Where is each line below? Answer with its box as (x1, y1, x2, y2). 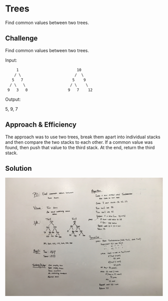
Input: (5, 57, 17, 63)
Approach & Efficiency (5, 121, 76, 129)
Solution (5, 164, 32, 173)
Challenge (5, 34, 38, 43)
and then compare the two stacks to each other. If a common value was (5, 139, 153, 145)
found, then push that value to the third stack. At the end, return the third (5, 144, 155, 150)
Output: (5, 96, 21, 102)
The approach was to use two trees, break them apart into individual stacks (5, 134, 161, 140)
